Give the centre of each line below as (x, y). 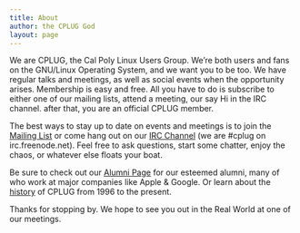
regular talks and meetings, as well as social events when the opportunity (147, 80)
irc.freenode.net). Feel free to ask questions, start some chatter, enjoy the (147, 145)
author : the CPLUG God (52, 26)
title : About (34, 18)
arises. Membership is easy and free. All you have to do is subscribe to (142, 89)
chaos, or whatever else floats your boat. (86, 155)
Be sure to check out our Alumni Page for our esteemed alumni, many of (145, 172)
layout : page (34, 34)
